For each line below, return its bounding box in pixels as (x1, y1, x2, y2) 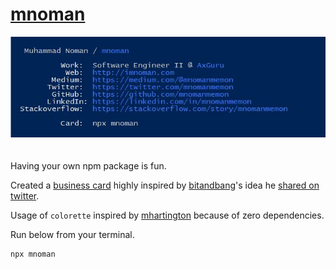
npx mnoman (10, 249, 56, 260)
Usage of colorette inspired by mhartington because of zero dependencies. (10, 209, 325, 222)
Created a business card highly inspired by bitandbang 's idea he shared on (10, 179, 320, 192)
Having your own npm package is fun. (10, 160, 167, 172)
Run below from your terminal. (10, 229, 135, 241)
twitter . (10, 190, 40, 202)
